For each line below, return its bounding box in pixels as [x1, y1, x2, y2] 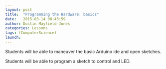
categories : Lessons [5, 26, 48, 31]
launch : [5, 35, 21, 40]
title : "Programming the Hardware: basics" [5, 12, 99, 17]
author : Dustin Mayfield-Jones [5, 21, 70, 26]
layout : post [5, 7, 32, 12]
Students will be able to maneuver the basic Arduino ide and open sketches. [5, 48, 162, 55]
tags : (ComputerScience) [5, 30, 57, 35]
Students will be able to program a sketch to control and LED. [5, 58, 131, 64]
